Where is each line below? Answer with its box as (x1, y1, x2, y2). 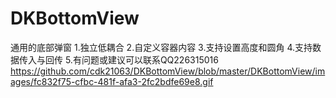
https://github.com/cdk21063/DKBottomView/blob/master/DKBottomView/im (10, 65, 326, 77)
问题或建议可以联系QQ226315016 (81, 53, 219, 66)
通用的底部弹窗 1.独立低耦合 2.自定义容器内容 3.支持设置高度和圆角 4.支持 (10, 41, 313, 53)
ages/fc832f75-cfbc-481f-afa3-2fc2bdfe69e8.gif (10, 75, 214, 87)
